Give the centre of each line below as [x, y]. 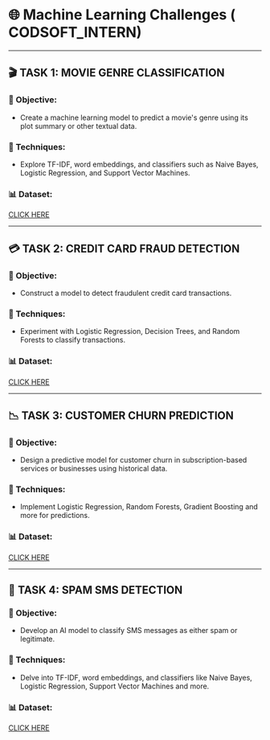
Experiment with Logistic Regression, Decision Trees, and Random [130, 331]
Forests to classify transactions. [73, 340]
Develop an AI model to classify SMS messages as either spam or [129, 631]
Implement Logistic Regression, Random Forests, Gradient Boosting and [139, 507]
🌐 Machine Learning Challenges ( [122, 15]
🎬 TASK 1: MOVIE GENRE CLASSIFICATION [117, 73]
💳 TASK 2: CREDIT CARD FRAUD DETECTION [124, 248]
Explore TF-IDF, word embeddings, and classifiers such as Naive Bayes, [139, 164]
